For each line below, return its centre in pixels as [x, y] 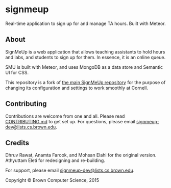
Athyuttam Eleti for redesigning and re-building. [55, 160]
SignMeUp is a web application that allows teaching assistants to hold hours [85, 51]
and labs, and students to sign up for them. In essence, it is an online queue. [86, 57]
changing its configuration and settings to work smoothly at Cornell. [77, 88]
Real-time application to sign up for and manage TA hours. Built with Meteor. [86, 23]
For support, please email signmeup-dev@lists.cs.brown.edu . [70, 170]
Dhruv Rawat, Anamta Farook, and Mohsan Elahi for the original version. [81, 155]
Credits [17, 143]
